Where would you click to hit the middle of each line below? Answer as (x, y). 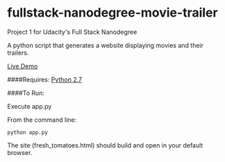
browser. (20, 152)
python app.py (28, 132)
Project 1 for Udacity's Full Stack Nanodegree (72, 32)
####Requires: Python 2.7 (45, 79)
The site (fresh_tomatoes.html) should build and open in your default (105, 145)
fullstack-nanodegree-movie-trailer (112, 13)
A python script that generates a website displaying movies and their (105, 45)
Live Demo (23, 66)
